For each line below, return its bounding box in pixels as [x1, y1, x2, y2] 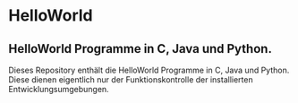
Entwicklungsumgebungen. [8, 84, 109, 94]
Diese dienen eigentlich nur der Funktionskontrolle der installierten [8, 74, 253, 85]
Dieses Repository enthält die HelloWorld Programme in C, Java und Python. [8, 64, 290, 75]
